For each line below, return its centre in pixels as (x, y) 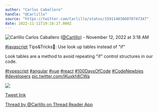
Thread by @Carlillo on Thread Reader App (49, 105)
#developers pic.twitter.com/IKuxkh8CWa (47, 76)
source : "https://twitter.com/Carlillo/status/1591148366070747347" (77, 19)
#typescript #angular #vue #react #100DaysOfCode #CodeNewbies (74, 71)
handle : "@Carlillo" (26, 14)
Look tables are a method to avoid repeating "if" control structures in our (79, 56)
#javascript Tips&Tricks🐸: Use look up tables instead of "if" (65, 47)
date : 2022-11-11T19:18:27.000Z (38, 23)
